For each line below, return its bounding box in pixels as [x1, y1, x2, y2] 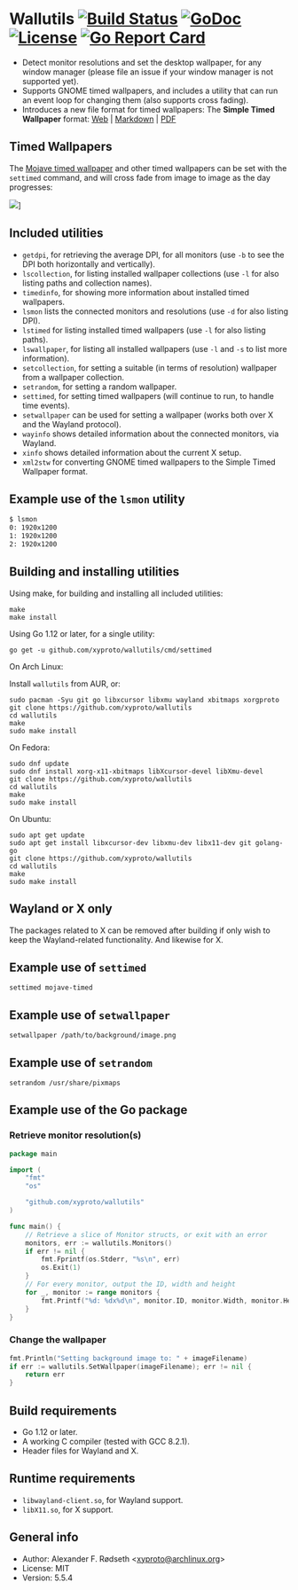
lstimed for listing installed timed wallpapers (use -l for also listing [21, 325, 266, 335]
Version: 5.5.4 [21, 1572, 74, 1583]
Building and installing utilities [9, 564, 180, 580]
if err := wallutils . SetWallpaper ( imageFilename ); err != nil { [9, 1362, 252, 1371]
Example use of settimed [9, 959, 147, 975]
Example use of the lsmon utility [9, 491, 185, 506]
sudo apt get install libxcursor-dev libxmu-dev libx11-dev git [9, 838, 252, 847]
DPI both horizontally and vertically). [21, 258, 155, 270]
